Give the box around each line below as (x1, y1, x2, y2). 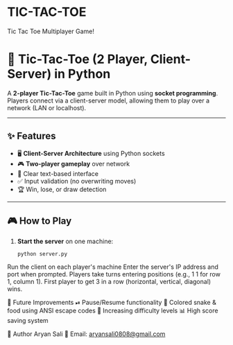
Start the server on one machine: (17, 237, 114, 245)
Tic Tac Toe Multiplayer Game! (7, 27, 95, 35)
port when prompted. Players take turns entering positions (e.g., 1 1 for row (7, 270, 221, 278)
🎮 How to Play (7, 215, 72, 227)
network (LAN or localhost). (7, 103, 87, 112)
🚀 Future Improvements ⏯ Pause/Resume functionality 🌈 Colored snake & (7, 299, 216, 307)
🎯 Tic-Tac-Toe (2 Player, (7, 51, 148, 67)
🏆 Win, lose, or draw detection (17, 185, 107, 193)
